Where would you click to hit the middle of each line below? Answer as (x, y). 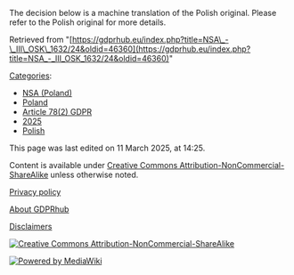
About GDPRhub (39, 209)
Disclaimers (31, 226)
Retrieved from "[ (41, 40)
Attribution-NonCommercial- (232, 165)
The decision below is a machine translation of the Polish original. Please (143, 13)
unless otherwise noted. (94, 174)
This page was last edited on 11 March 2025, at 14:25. (107, 148)
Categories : (31, 76)
